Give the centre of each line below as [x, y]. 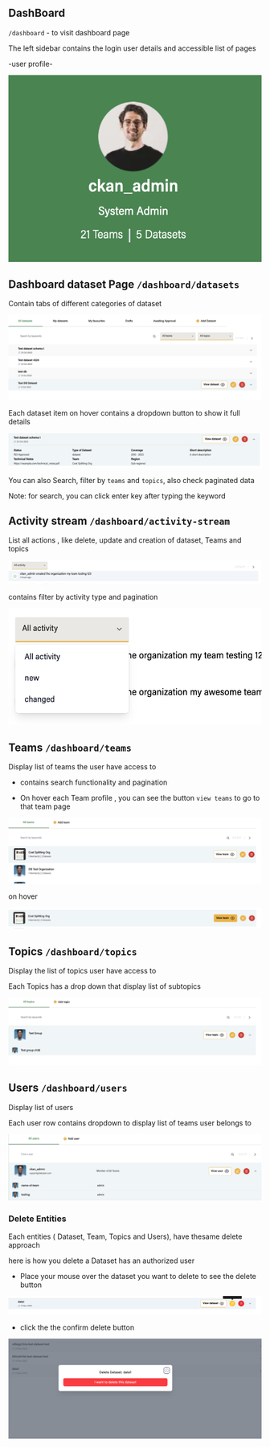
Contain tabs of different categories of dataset [85, 304]
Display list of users [41, 1107]
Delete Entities [37, 1219]
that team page [45, 806]
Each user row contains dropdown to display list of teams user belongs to [130, 1123]
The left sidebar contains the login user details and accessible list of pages [132, 48]
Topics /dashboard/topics [73, 951]
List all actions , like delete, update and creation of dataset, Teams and [125, 540]
